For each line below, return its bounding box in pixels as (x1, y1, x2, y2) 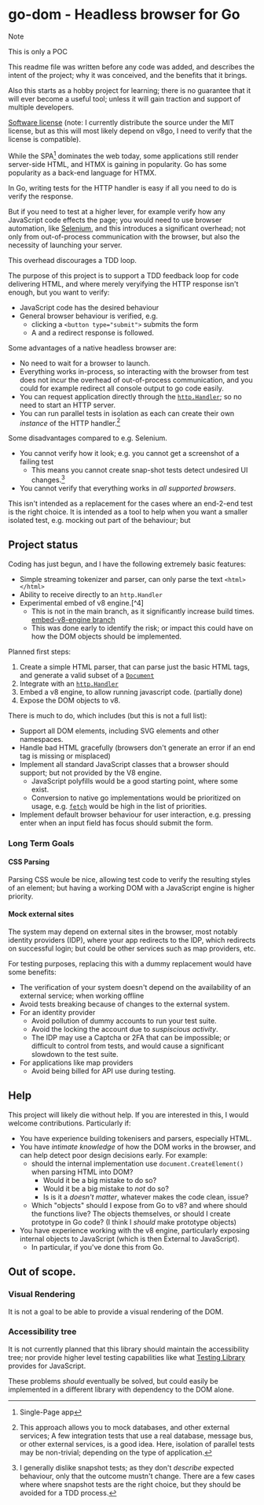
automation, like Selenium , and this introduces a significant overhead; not (8, 223, 246, 233)
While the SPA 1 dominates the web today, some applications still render (8, 150, 239, 161)
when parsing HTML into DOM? (31, 1167, 134, 1177)
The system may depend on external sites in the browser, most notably (8, 927, 238, 936)
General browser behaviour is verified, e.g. (19, 311, 159, 321)
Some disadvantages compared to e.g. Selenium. (8, 433, 167, 443)
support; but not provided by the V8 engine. (19, 768, 163, 777)
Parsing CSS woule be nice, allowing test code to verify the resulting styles (8, 874, 251, 884)
